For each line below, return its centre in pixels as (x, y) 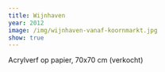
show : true (26, 38)
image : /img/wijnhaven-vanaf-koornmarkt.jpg (83, 30)
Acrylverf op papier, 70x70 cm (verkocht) (76, 60)
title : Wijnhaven (37, 15)
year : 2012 (26, 23)
